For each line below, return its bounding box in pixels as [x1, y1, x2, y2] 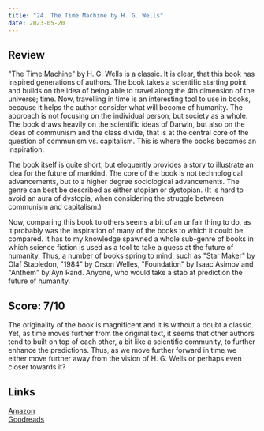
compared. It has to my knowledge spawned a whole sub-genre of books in [8, 234, 255, 244]
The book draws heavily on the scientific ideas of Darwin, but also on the [8, 119, 246, 129]
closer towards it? [8, 362, 66, 372]
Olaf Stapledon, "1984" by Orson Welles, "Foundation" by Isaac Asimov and [8, 259, 254, 269]
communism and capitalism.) [8, 202, 102, 212]
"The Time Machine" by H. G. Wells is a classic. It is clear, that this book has [8, 69, 255, 79]
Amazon [8, 406, 35, 415]
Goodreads [8, 414, 45, 424]
